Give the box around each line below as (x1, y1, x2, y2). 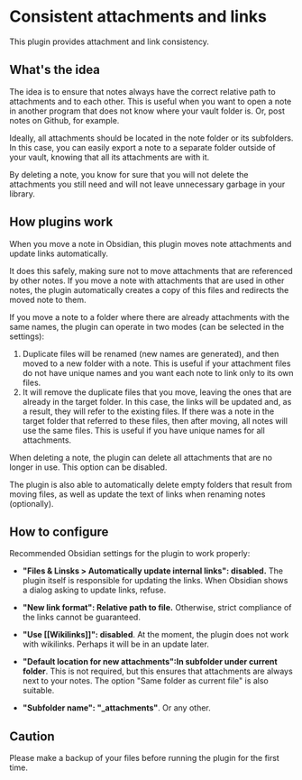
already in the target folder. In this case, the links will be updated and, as (22, 396, 292, 407)
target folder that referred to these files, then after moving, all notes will (22, 415, 288, 426)
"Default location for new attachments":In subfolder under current (22, 656, 278, 667)
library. (9, 188, 36, 199)
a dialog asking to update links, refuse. (22, 584, 167, 596)
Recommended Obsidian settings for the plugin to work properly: (9, 548, 251, 559)
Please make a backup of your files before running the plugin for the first (9, 753, 279, 764)
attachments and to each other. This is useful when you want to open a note (9, 96, 292, 106)
